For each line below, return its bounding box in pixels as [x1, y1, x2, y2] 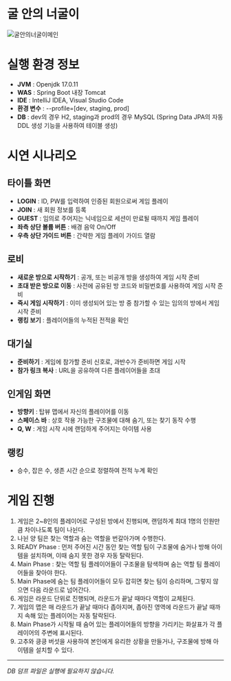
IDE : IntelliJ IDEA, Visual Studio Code [16, 96, 124, 104]
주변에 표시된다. [41, 629, 84, 637]
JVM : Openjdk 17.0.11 [16, 80, 78, 88]
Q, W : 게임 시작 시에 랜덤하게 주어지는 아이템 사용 [16, 425, 153, 433]
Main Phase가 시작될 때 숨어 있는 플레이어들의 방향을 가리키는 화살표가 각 [16, 620, 215, 629]
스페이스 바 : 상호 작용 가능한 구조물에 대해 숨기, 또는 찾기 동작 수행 [16, 416, 197, 425]
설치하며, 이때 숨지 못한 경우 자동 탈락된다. [30, 551, 144, 560]
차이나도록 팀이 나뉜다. [24, 526, 86, 534]
